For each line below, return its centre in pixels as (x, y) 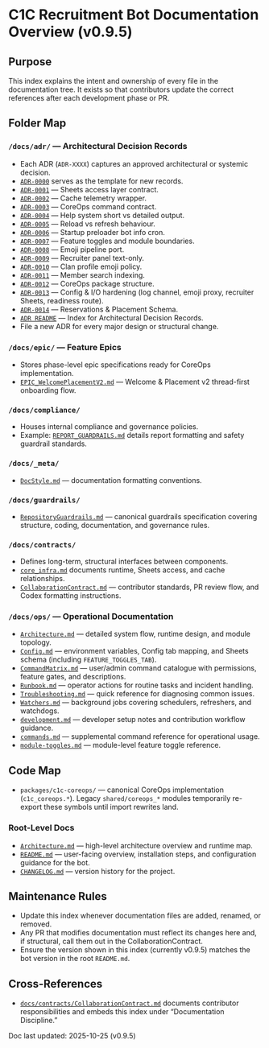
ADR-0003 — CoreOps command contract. (88, 206)
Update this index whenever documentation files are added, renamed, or (141, 916)
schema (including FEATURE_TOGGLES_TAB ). (88, 660)
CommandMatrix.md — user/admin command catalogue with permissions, (138, 668)
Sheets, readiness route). (62, 300)
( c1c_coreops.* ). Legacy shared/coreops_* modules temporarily (125, 798)
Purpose (30, 62)
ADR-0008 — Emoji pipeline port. (72, 249)
